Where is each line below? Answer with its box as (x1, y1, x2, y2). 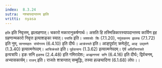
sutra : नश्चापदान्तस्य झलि (5, 12, 49, 17)
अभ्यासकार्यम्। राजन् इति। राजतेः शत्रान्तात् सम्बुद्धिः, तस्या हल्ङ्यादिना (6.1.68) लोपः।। (5, 57, 140, 63)
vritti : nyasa (5, 16, 36, 21)
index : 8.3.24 (5, 7, 36, 12)
